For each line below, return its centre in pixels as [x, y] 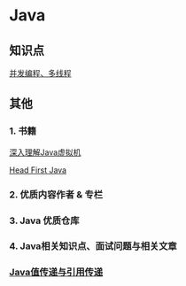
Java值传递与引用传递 [56, 273]
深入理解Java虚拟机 [45, 152]
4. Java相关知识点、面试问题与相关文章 [93, 246]
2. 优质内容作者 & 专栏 [56, 194]
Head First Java [38, 170]
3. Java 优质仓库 [44, 220]
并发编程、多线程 [40, 73]
